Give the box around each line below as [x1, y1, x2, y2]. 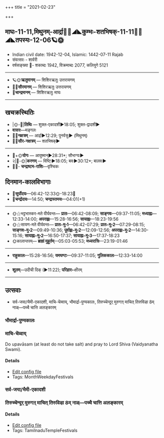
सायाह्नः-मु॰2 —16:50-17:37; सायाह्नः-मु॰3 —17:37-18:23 [24, 232, 120, 239]
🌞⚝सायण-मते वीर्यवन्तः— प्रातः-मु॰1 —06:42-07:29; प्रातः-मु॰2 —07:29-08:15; [12, 222, 145, 228]
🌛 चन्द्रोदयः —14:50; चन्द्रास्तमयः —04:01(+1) [12, 196, 85, 202]
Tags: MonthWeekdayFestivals [12, 374, 74, 380]
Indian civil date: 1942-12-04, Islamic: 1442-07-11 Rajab [12, 51, 123, 57]
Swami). [5, 346, 22, 352]
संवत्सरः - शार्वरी [12, 56, 38, 63]
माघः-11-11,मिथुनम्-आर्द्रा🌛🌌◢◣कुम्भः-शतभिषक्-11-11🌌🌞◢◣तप [5, 28, 143, 36]
